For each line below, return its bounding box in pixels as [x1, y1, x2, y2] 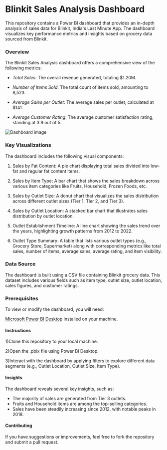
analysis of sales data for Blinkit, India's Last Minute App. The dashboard [5, 25, 155, 31]
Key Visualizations [5, 142, 51, 149]
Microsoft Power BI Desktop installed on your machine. [5, 316, 118, 322]
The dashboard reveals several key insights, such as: [5, 386, 114, 392]
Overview [5, 48, 29, 55]
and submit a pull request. [5, 439, 59, 445]
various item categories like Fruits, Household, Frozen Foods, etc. [12, 183, 147, 189]
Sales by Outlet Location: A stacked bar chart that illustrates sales [12, 208, 148, 214]
